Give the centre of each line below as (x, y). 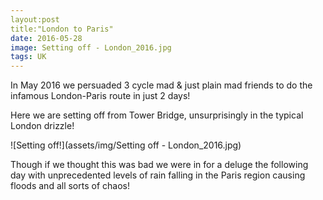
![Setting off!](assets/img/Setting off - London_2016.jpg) (126, 145)
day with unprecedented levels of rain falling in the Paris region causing (158, 175)
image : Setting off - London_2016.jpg (91, 47)
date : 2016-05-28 (46, 38)
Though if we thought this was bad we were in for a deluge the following (159, 165)
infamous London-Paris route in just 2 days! (100, 96)
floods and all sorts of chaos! (70, 186)
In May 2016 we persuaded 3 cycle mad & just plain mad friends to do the (161, 85)
